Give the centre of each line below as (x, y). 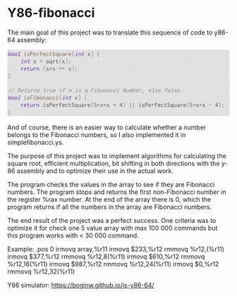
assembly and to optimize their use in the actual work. (95, 171)
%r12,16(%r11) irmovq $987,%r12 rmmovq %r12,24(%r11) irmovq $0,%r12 (113, 264)
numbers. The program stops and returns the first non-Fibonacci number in (117, 192)
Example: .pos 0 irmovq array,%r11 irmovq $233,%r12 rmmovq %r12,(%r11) (116, 249)
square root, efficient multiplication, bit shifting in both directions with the (114, 164)
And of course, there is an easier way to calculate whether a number (107, 127)
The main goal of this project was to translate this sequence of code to (110, 32)
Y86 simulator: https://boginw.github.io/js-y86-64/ (81, 285)
